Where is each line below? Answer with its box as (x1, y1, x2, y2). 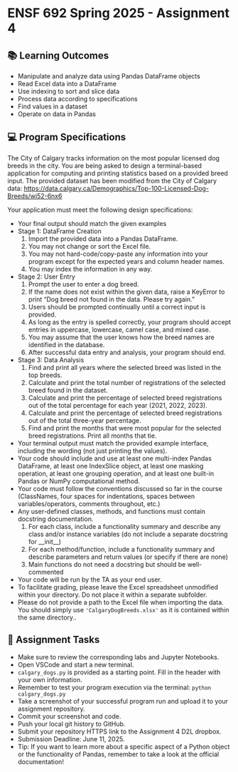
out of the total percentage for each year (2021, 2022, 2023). (28, 401, 207, 409)
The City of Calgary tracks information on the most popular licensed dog (7, 153, 220, 162)
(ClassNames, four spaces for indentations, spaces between (17, 492, 195, 500)
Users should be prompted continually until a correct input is (28, 302, 206, 311)
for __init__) (28, 537, 62, 546)
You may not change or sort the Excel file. (28, 242, 151, 250)
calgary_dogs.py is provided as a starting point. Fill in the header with (17, 668, 221, 676)
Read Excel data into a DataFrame (17, 80, 117, 88)
